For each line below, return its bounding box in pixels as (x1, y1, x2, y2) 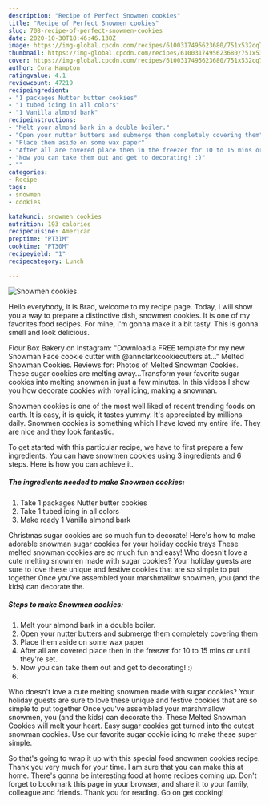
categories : (8, 168, 48, 176)
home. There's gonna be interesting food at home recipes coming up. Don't (8, 771, 258, 780)
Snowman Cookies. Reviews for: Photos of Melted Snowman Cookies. (8, 360, 239, 370)
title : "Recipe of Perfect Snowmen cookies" (8, 19, 159, 27)
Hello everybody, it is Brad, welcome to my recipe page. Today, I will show (8, 301, 254, 311)
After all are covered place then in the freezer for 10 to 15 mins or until (19, 645, 251, 655)
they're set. (19, 654, 58, 664)
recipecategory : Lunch (8, 257, 84, 265)
